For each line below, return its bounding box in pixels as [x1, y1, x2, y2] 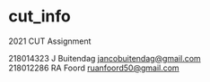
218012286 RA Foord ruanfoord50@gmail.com [8, 62, 180, 73]
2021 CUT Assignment [8, 36, 92, 46]
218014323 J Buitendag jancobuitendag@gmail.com [8, 53, 201, 63]
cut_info [8, 6, 71, 27]
